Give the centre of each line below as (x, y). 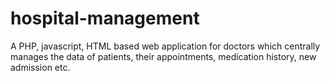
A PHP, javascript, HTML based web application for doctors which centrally (165, 46)
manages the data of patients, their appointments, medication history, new (163, 56)
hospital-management (105, 18)
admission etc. (40, 67)
